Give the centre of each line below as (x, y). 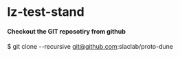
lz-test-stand (46, 12)
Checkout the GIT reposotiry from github (66, 31)
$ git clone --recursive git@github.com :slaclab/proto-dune (90, 47)
